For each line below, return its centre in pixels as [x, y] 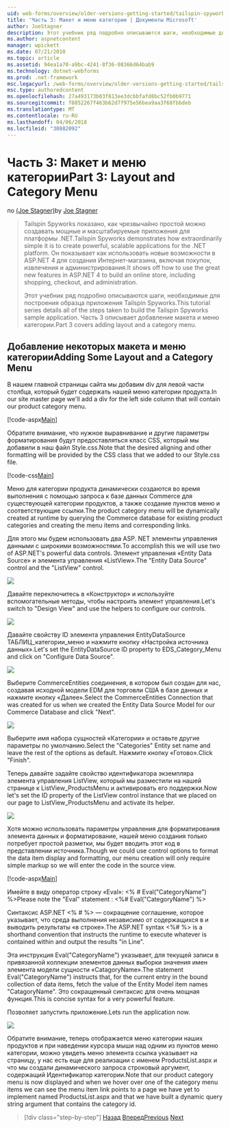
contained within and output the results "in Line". [76, 942]
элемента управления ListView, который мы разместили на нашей [104, 781]
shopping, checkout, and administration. [81, 282]
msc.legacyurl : [29, 84]
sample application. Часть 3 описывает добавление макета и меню [122, 317]
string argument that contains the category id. [72, 1104]
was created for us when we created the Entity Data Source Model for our [111, 705]
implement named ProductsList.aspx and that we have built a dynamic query [115, 1097]
